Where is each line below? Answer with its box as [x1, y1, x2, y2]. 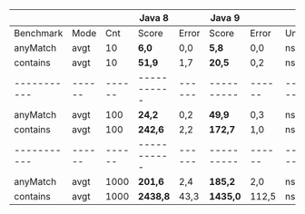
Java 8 [139, 12, 170, 24]
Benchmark [14, 27, 64, 39]
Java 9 [210, 12, 241, 24]
